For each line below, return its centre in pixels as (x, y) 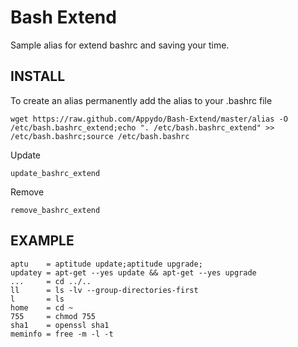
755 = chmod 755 (53, 316)
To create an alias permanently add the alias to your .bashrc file (141, 100)
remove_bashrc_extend (55, 210)
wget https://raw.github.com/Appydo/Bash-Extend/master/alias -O (149, 119)
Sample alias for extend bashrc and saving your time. (120, 45)
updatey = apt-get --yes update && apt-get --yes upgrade (133, 272)
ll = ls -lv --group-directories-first (104, 290)
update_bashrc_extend (55, 173)
